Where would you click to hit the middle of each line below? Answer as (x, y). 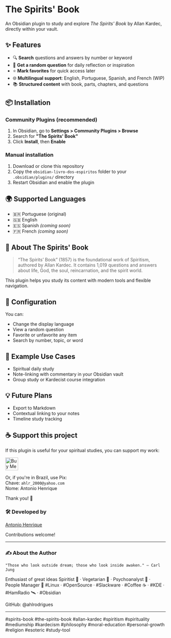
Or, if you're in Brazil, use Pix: (36, 477)
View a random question (38, 330)
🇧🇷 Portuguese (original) (39, 214)
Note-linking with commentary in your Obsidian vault (68, 374)
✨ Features (23, 45)
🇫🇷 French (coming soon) (40, 231)
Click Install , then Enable (39, 142)
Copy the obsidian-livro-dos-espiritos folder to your (69, 171)
